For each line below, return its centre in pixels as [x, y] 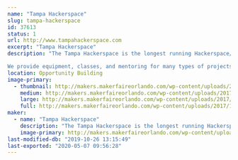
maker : [17, 113]
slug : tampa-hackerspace [44, 21]
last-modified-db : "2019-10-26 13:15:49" [69, 139]
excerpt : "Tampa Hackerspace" [52, 47]
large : [30, 100]
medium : [31, 93]
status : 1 [22, 34]
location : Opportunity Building [55, 73]
